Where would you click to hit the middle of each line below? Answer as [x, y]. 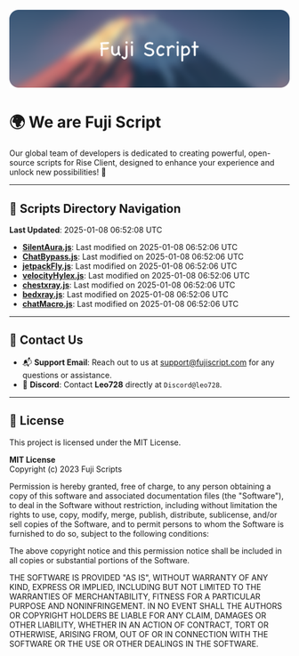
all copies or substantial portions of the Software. [99, 560]
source [22, 163]
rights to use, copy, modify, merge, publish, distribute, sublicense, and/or [143, 514]
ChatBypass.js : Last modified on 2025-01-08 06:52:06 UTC [133, 257]
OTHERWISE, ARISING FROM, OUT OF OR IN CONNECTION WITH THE [139, 634]
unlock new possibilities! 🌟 [58, 172]
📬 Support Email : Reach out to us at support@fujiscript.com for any [148, 362]
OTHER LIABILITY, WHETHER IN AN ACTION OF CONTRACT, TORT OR [139, 625]
